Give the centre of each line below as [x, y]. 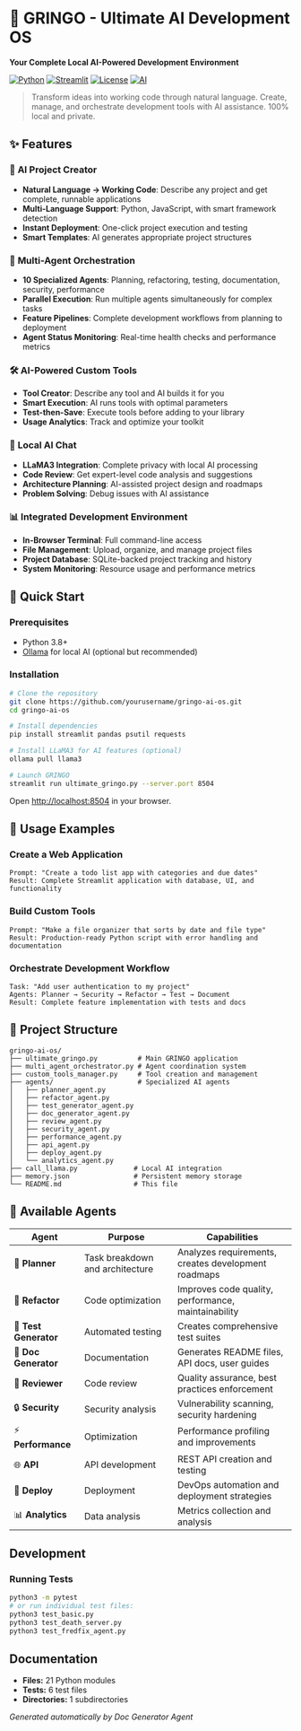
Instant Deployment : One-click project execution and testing [135, 227]
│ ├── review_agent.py [56, 1121]
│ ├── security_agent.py [60, 1129]
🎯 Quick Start [47, 597]
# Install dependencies [54, 726]
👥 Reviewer [39, 1383]
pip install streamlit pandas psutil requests [98, 735]
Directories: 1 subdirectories [75, 1700]
